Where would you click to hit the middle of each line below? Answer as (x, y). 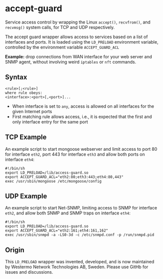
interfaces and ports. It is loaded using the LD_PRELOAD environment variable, (82, 42)
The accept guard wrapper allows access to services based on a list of (77, 37)
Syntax (16, 77)
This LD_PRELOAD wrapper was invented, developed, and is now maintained (80, 262)
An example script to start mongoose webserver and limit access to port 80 (81, 149)
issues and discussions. (29, 272)
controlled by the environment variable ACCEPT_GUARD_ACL (62, 47)
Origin (15, 250)
